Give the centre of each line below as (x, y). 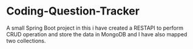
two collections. (26, 41)
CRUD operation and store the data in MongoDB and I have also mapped (97, 34)
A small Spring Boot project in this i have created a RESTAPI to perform (95, 28)
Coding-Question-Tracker (73, 11)
